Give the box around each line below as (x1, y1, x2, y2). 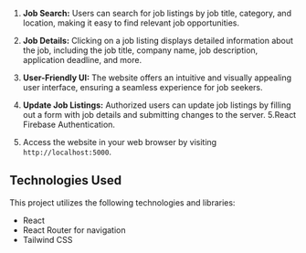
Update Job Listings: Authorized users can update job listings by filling (22, 100, 291, 111)
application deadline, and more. (22, 55, 142, 65)
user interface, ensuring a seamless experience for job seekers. (22, 82, 263, 92)
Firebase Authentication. (22, 119, 116, 130)
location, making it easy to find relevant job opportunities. (22, 17, 240, 28)
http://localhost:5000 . (22, 146, 112, 157)
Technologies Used (9, 173, 121, 188)
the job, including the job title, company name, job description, (22, 45, 259, 56)
